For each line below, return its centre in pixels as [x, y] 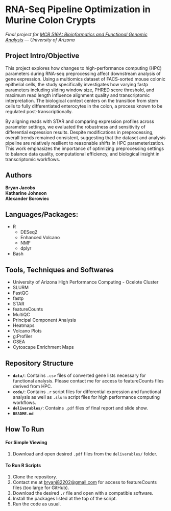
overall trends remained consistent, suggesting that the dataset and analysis [86, 137]
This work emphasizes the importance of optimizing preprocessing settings [85, 148]
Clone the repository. [35, 477]
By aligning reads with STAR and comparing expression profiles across [80, 121]
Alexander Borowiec [27, 198]
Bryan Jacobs [20, 188]
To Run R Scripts [23, 466]
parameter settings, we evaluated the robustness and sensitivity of [75, 126]
